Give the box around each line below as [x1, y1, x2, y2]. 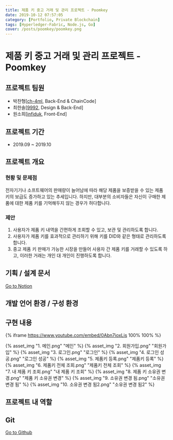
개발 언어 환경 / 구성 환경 [5, 299, 79, 308]
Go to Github [5, 429, 32, 435]
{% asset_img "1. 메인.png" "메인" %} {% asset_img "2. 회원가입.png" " [5, 343, 154, 349]
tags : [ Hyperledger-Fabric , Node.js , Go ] [5, 22, 96, 27]
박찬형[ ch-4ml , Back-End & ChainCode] [12, 98, 97, 104]
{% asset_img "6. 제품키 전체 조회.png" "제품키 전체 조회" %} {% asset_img [5, 362, 161, 368]
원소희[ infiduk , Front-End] [12, 111, 67, 117]
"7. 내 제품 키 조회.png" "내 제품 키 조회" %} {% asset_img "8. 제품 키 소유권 [5, 368, 161, 375]
